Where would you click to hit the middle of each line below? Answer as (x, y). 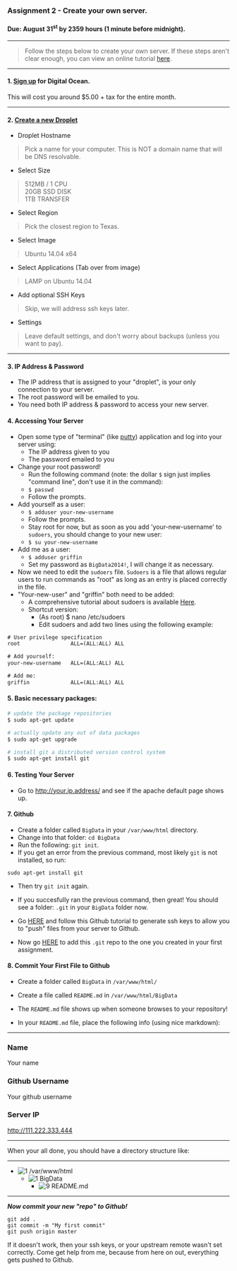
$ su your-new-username (63, 542)
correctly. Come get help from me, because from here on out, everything (113, 1252)
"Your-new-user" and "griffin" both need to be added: (96, 594)
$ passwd (41, 490)
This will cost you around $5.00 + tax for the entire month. (92, 97)
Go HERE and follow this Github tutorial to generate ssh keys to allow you (123, 920)
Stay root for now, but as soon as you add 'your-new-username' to (125, 527)
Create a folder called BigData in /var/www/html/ (87, 981)
